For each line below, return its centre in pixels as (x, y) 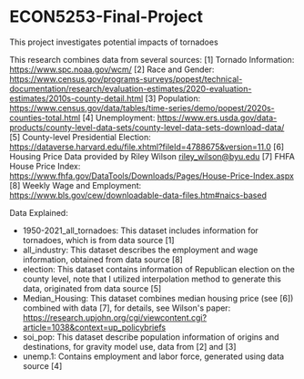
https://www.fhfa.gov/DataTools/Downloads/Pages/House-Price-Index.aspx (152, 176)
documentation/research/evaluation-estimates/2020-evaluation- (131, 88)
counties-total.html (45, 118)
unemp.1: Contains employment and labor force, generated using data (153, 356)
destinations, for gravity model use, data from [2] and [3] (129, 346)
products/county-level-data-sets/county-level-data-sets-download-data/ (147, 127)
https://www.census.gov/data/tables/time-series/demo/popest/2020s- (142, 108)
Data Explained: (39, 212)
